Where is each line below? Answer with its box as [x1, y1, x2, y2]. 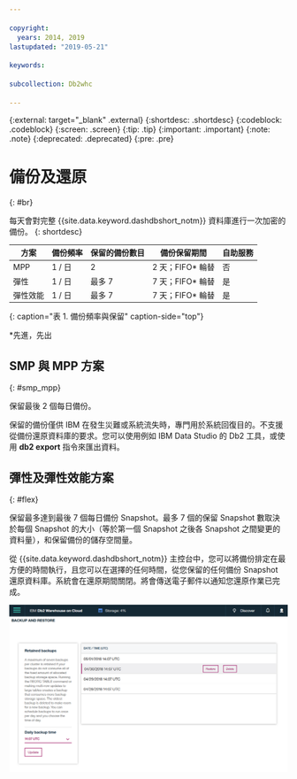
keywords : [9, 61, 46, 70]
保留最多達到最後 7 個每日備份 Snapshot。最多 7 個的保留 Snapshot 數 [9, 512, 265, 522]
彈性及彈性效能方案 [9, 470, 114, 485]
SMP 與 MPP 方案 [9, 359, 104, 374]
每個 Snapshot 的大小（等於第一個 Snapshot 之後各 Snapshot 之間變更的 [16, 523, 281, 534]
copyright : [9, 23, 49, 33]
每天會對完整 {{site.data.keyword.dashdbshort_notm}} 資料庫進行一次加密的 [9, 215, 286, 226]
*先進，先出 [9, 330, 53, 341]
